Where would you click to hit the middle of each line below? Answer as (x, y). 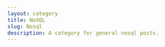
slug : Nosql (25, 26)
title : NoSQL (26, 20)
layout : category (33, 13)
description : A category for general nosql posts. (83, 33)
